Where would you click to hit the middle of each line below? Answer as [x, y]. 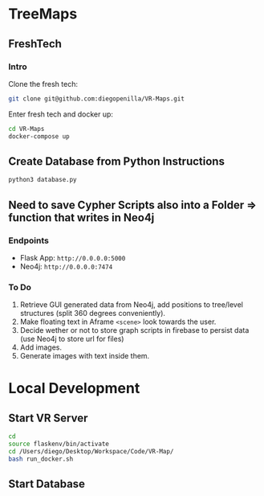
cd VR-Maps [26, 129]
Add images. [41, 347]
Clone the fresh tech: [43, 84]
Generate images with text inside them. [85, 356]
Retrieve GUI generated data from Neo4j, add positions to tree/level [131, 305]
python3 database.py [43, 180]
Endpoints [29, 240]
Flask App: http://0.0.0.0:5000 [73, 257]
